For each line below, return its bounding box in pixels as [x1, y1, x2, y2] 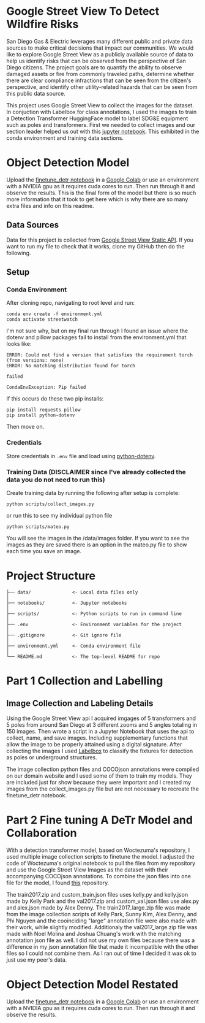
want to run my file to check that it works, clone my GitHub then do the [6, 242, 185, 250]
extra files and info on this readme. [6, 202, 94, 209]
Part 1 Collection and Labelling [6, 674, 163, 688]
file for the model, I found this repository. [6, 879, 110, 886]
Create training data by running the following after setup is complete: [6, 489, 180, 496]
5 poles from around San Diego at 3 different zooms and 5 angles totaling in [6, 721, 198, 728]
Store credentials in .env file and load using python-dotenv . [6, 452, 156, 459]
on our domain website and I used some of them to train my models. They [6, 772, 193, 780]
